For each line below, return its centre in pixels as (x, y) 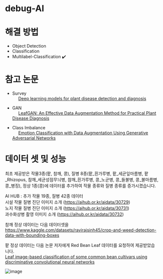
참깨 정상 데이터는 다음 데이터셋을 (37, 225)
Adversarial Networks (34, 138)
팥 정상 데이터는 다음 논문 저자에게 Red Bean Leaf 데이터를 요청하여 (70, 245)
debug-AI (25, 9)
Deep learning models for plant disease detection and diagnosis (82, 99)
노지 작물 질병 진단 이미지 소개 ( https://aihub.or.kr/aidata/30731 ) (67, 208)
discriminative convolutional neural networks (50, 262)
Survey (19, 93)
